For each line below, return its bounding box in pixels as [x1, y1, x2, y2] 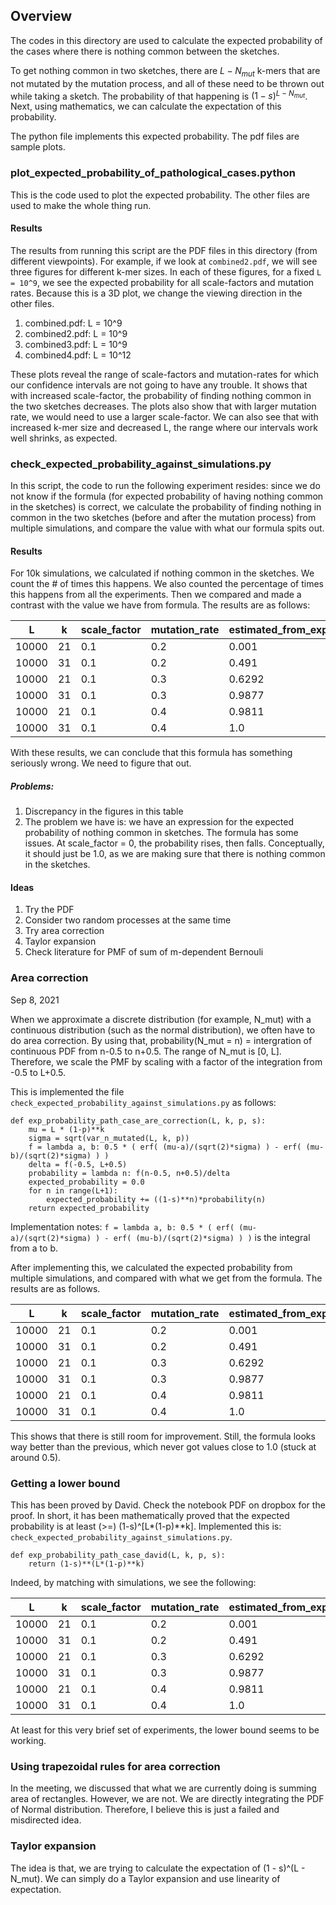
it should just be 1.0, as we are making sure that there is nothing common [24, 848, 326, 860]
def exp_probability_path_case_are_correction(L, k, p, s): [10, 1115, 267, 1126]
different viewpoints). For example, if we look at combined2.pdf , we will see [10, 255, 318, 267]
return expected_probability [28, 1203, 150, 1213]
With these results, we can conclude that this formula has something [10, 747, 293, 759]
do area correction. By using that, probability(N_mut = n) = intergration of [10, 1034, 313, 1046]
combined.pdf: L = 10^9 [24, 317, 123, 329]
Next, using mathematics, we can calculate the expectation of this [10, 100, 282, 113]
